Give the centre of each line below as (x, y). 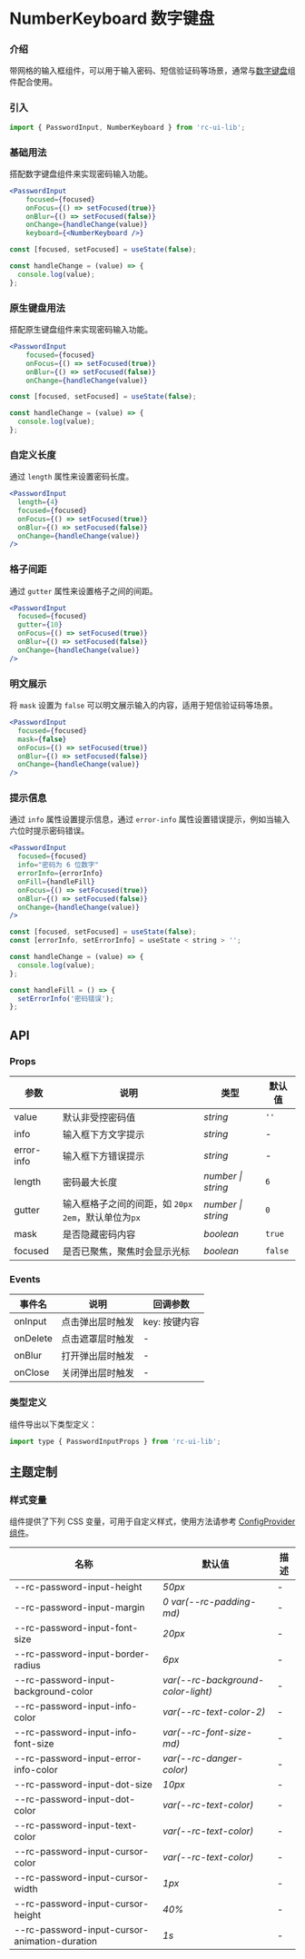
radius (27, 1666)
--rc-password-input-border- (82, 1654)
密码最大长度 (90, 1182)
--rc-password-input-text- (76, 1825)
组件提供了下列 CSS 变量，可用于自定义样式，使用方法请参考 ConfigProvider (152, 1521)
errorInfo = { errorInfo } (60, 874)
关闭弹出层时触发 (98, 1373)
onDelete (33, 1339)
